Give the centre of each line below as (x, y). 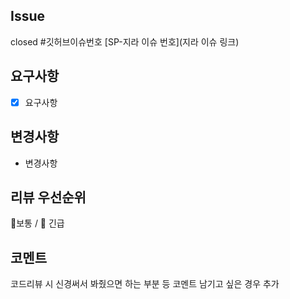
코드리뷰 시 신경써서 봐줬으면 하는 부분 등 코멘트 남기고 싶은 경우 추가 (145, 284)
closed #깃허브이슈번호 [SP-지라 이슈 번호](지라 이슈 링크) (125, 41)
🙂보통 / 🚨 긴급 (37, 223)
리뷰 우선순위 (48, 197)
